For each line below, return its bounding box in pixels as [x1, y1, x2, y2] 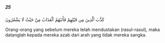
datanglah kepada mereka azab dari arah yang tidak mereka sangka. [5, 31, 147, 37]
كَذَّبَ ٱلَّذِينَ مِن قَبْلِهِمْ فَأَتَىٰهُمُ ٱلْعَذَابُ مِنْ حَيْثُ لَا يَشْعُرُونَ [5, 16, 104, 22]
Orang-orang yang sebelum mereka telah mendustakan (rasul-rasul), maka [5, 26, 160, 32]
